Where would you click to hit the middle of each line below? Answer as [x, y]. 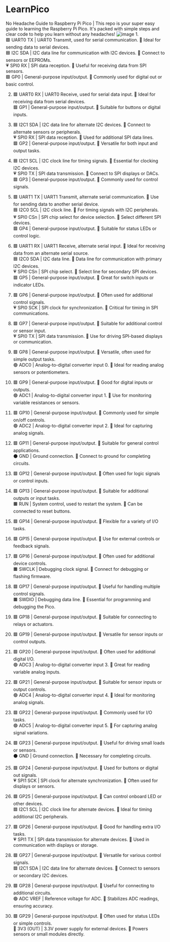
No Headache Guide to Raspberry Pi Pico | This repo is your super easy [80, 23]
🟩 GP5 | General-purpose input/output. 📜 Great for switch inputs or [83, 278]
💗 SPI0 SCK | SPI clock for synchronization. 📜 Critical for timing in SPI [86, 307]
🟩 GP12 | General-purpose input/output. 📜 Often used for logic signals [87, 473]
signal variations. [31, 732]
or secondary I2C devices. [41, 875]
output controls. [30, 689]
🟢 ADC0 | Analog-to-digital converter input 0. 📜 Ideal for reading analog [88, 365]
